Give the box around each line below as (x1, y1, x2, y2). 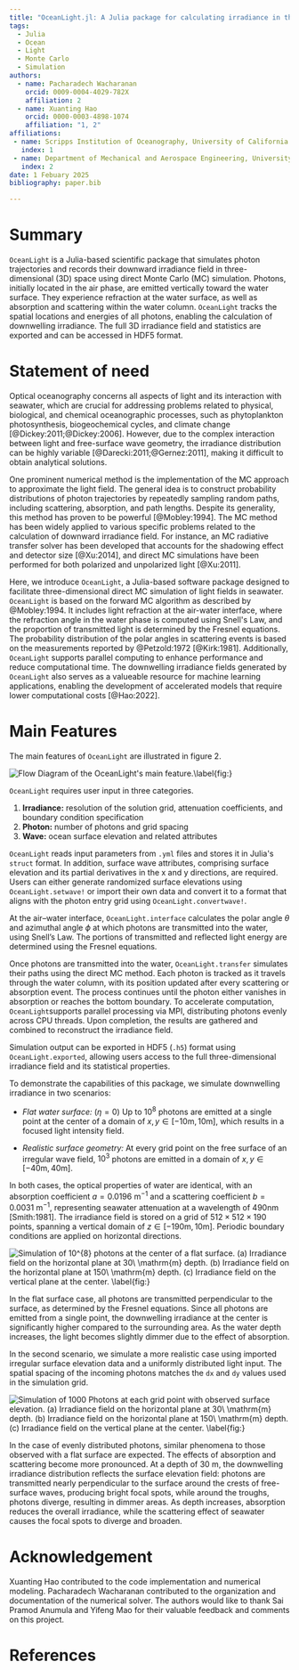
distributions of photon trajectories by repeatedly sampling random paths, (9, 493, 280, 503)
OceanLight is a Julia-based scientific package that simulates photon (9, 255, 261, 265)
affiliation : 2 (25, 95, 82, 105)
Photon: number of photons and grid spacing (21, 821, 189, 832)
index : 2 (20, 162, 53, 171)
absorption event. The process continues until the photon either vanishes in (9, 986, 287, 998)
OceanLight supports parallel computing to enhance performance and (9, 652, 264, 663)
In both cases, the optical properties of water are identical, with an (9, 1180, 253, 1191)
